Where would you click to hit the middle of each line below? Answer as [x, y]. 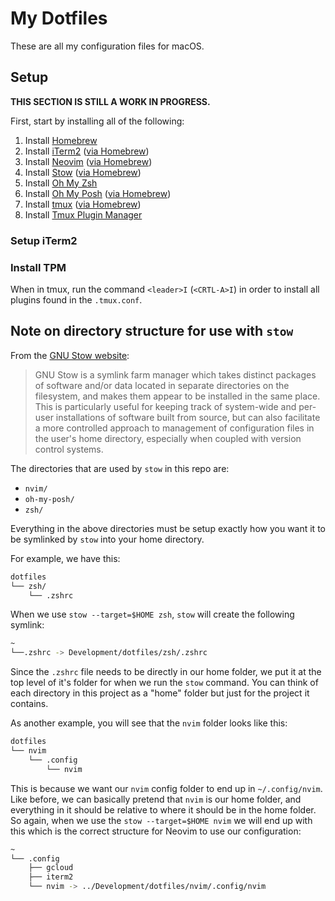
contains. [29, 704]
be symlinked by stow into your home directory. [107, 539]
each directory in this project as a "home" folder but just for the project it [160, 693]
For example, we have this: [65, 558]
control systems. [69, 449]
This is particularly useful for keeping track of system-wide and [165, 406]
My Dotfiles [59, 18]
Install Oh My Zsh [61, 183]
